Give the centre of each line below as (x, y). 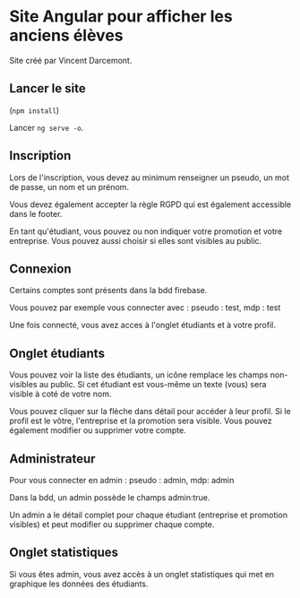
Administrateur (52, 459)
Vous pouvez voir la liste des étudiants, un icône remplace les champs (139, 375)
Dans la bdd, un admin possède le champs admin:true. (110, 498)
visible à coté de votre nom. (60, 394)
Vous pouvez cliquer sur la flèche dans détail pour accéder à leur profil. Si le (150, 412)
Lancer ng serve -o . (47, 127)
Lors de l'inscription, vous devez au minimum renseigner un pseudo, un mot (149, 178)
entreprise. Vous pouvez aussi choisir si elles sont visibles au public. (136, 240)
